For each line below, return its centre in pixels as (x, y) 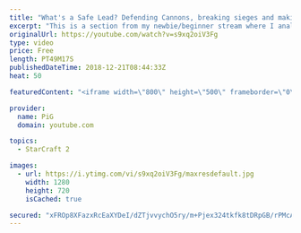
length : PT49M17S (42, 59)
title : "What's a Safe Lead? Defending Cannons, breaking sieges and (142, 17)
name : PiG (35, 116)
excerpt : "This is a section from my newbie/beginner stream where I (142, 26)
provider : (28, 108)
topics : (24, 141)
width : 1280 (47, 182)
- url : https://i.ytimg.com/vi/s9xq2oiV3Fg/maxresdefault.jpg (136, 174)
